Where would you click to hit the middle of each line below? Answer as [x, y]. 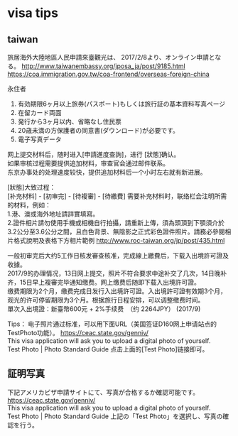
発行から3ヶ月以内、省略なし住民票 [70, 121]
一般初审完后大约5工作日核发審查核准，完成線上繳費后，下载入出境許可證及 [118, 256]
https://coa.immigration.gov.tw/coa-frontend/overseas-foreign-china [108, 74]
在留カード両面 [39, 113]
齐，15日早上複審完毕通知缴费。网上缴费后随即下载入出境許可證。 [104, 282]
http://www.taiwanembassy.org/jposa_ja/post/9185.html [103, 66]
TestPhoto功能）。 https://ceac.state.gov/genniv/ [78, 333]
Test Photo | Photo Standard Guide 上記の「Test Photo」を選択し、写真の [115, 416]
